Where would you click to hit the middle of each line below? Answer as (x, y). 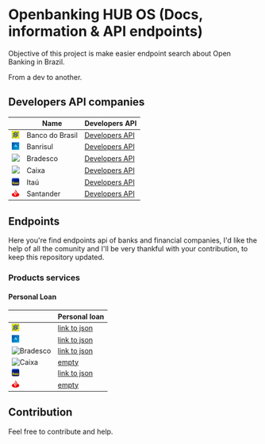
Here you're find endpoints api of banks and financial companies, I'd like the (133, 240)
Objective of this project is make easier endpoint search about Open (120, 53)
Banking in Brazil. (36, 62)
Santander (44, 194)
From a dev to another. (45, 77)
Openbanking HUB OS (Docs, (106, 15)
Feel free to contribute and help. (61, 431)
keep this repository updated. (56, 257)
